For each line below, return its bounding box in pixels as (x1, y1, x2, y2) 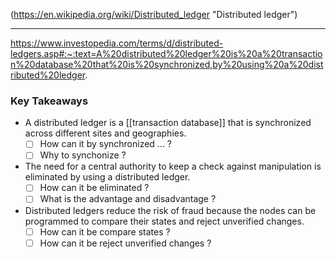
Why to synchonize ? (39, 149, 127, 161)
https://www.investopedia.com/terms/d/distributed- (10, 37, 224, 49)
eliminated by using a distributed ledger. (24, 171, 191, 183)
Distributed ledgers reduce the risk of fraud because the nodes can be (24, 204, 317, 216)
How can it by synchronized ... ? (39, 138, 173, 150)
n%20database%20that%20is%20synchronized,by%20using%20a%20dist (10, 59, 324, 70)
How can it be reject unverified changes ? (39, 237, 212, 249)
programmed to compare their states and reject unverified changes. (24, 215, 305, 227)
